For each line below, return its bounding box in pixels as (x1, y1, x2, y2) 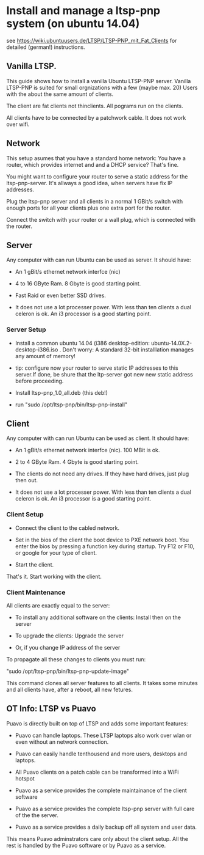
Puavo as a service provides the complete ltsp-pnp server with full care (15, 805, 195, 812)
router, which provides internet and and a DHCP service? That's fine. (6, 161, 179, 168)
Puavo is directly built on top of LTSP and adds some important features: (6, 719, 188, 727)
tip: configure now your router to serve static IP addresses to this (15, 364, 178, 372)
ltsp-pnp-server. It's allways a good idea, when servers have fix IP (6, 179, 173, 186)
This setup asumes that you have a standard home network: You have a (6, 154, 186, 162)
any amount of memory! (15, 352, 76, 359)
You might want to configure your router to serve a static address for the (6, 172, 188, 180)
